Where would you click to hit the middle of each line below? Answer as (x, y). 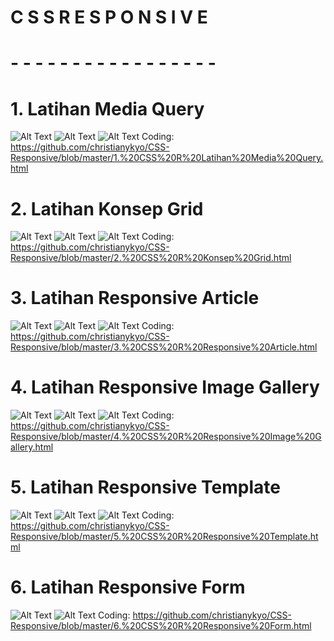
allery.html (32, 447)
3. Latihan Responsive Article (135, 298)
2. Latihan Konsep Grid (107, 208)
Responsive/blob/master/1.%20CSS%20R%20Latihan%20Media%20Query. (167, 158)
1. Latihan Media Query (107, 108)
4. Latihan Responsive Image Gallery (165, 387)
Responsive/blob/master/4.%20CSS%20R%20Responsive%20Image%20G (166, 437)
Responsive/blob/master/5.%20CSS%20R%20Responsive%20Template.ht (164, 537)
